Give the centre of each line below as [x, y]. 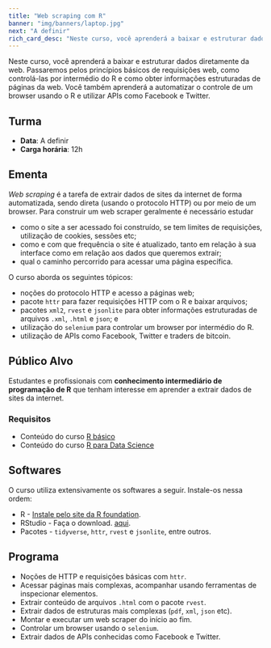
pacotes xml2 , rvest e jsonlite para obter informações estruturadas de [139, 310]
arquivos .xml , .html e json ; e [69, 318]
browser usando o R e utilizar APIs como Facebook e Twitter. [110, 96]
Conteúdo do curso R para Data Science [87, 445]
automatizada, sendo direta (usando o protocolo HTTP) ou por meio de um [132, 202]
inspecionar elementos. [59, 593]
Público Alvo [41, 361]
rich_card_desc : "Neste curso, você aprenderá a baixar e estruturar [128, 38]
